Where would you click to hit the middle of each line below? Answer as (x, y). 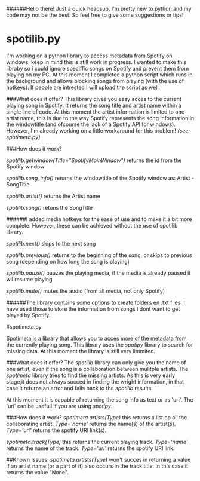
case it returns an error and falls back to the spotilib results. (80, 388)
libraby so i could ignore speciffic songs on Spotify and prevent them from (98, 68)
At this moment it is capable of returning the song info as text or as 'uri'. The (100, 399)
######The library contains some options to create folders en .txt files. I (96, 302)
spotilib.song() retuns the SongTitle (50, 207)
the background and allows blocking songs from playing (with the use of (95, 81)
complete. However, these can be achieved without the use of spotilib (92, 225)
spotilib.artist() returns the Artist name (53, 196)
